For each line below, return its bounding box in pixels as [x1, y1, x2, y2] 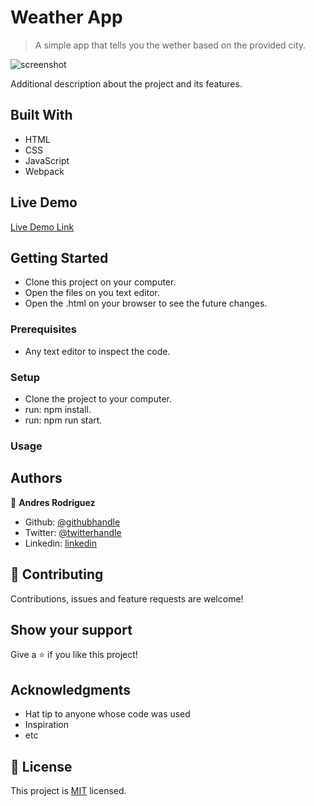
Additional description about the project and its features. [10, 77, 243, 90]
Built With [10, 107, 73, 124]
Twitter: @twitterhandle [24, 526, 122, 538]
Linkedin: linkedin [24, 537, 97, 549]
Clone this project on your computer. [24, 276, 177, 288]
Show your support [10, 621, 133, 638]
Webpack [24, 165, 65, 177]
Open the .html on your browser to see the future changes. [24, 297, 268, 310]
